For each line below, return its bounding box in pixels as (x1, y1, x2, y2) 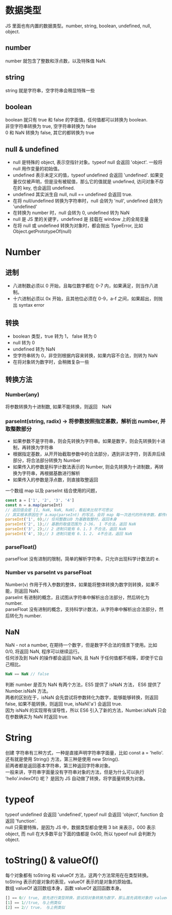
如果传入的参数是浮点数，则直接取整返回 (12, 477, 98, 483)
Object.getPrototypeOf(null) (12, 228, 72, 235)
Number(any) (5, 391, 39, 398)
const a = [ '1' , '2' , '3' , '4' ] (5, 498, 74, 503)
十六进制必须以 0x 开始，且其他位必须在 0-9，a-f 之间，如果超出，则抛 (12, 295, 163, 302)
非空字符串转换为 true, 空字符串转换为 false (5, 123, 96, 129)
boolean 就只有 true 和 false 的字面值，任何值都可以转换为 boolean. (5, 117, 148, 123)
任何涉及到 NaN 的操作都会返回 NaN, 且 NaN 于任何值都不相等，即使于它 (5, 655, 159, 661)
